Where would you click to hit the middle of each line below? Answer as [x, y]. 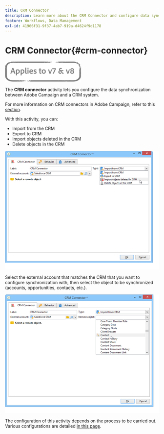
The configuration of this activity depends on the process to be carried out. [81, 421]
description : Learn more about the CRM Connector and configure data [77, 15]
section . [13, 110]
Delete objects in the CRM [38, 144]
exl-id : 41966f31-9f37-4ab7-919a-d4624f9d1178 [53, 26]
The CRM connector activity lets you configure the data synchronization [78, 90]
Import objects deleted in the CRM [47, 139]
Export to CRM [27, 134]
